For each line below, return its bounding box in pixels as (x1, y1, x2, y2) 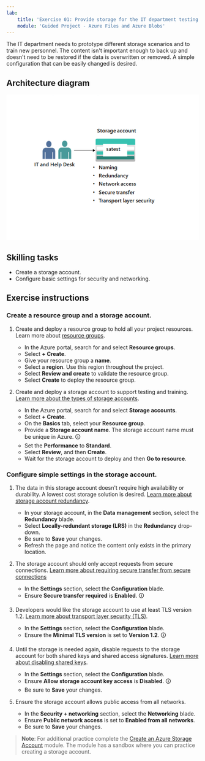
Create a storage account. (15, 268, 81, 276)
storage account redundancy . (15, 497, 90, 504)
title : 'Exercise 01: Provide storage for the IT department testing (17, 16, 199, 23)
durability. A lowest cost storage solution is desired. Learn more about (15, 490, 192, 498)
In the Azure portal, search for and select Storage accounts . (24, 406, 177, 414)
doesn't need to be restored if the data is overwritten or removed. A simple (6, 53, 195, 61)
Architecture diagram (6, 77, 90, 88)
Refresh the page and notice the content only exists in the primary (24, 541, 192, 549)
